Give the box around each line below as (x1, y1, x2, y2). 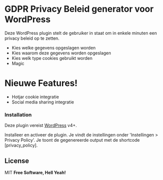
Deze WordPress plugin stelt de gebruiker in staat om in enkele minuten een (4, 30, 157, 36)
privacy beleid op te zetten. (4, 35, 60, 41)
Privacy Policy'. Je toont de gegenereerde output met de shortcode (4, 137, 140, 143)
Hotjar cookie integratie (11, 94, 59, 100)
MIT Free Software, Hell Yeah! (4, 169, 66, 175)
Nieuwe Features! (4, 77, 78, 89)
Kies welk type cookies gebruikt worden (11, 55, 93, 61)
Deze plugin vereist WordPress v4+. (4, 123, 77, 129)
